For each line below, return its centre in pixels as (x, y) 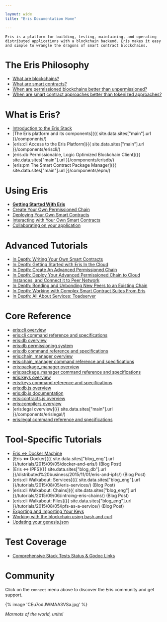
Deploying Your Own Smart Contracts (51, 215)
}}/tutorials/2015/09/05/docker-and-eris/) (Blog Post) (67, 464)
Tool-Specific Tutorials (53, 440)
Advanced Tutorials (46, 245)
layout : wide (19, 14)
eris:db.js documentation (38, 393)
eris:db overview (30, 341)
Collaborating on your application (46, 225)
